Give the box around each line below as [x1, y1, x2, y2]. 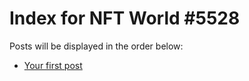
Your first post [23, 59, 83, 71]
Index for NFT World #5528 [9, 7, 241, 30]
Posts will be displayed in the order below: [9, 40, 184, 52]
